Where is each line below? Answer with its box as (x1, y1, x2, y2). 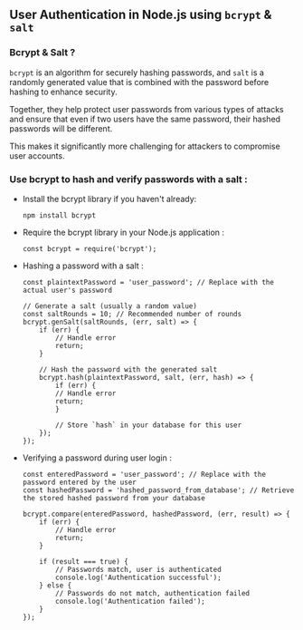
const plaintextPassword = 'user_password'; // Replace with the (22, 277, 274, 286)
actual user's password (22, 286, 113, 295)
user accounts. (9, 150, 65, 161)
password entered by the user (22, 478, 137, 487)
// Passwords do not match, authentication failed (55, 588, 251, 597)
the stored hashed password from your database (22, 493, 205, 502)
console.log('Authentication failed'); (55, 596, 205, 606)
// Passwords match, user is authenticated (55, 565, 222, 574)
